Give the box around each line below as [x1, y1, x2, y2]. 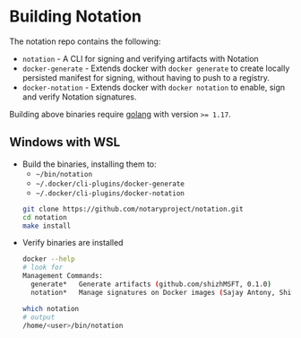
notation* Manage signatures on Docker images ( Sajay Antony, [30, 288, 276, 297]
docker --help [21, 255, 75, 264]
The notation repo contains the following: [9, 36, 161, 47]
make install [21, 221, 72, 230]
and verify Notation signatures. [21, 91, 137, 102]
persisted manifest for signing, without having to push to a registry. [21, 72, 271, 82]
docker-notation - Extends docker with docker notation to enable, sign [21, 82, 286, 92]
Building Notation [9, 6, 142, 27]
